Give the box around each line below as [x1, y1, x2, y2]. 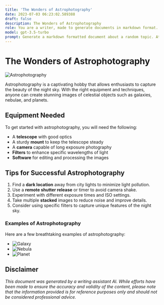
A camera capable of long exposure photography [12, 144, 112, 150]
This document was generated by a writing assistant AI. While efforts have [5, 278, 156, 284]
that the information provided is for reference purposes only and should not [5, 289, 158, 295]
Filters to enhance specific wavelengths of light [12, 149, 108, 155]
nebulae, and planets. [5, 97, 49, 103]
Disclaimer [5, 265, 39, 274]
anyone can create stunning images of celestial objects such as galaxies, [5, 92, 152, 98]
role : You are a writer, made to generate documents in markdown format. [5, 25, 159, 30]
